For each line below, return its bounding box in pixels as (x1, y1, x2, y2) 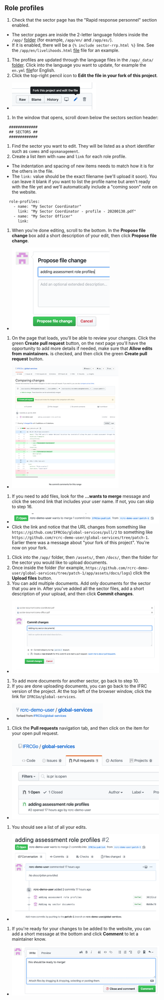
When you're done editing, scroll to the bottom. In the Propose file (11, 227, 146, 233)
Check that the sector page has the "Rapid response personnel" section (11, 17, 157, 23)
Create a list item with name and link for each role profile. (11, 153, 127, 159)
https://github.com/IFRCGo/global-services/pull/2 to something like (11, 529, 153, 535)
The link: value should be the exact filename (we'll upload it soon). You (11, 173, 157, 179)
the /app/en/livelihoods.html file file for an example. (11, 47, 119, 53)
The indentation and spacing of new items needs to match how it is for (11, 163, 154, 169)
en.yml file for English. (11, 67, 55, 73)
